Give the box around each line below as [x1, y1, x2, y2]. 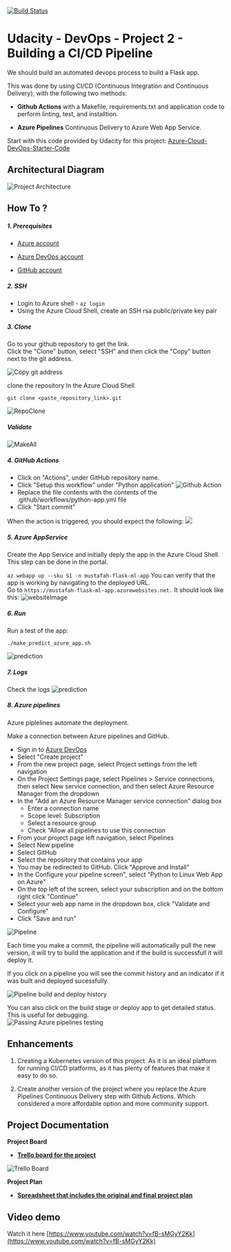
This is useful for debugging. [7, 1011, 89, 1019]
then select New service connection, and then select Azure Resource [17, 782, 214, 790]
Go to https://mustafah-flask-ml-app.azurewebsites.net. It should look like [7, 585, 224, 594]
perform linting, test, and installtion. [17, 109, 119, 118]
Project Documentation [7, 1119, 109, 1131]
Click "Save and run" [17, 914, 77, 923]
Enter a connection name [27, 804, 99, 812]
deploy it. [7, 955, 34, 964]
